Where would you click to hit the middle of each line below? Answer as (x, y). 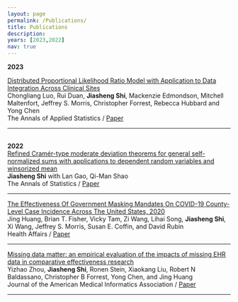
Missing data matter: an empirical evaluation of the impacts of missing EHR (117, 254)
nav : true (22, 47)
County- (217, 204)
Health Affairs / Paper (39, 234)
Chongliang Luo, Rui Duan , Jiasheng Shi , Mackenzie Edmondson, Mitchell (116, 95)
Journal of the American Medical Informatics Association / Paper (102, 284)
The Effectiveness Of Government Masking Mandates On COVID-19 (106, 204)
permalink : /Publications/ (47, 21)
